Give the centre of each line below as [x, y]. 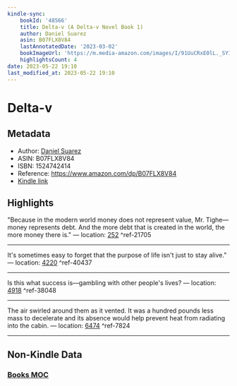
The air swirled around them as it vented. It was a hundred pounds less [110, 310]
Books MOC [28, 375]
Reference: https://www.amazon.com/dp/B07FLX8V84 [97, 173]
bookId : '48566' [44, 20]
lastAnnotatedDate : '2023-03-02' [69, 47]
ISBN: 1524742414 [44, 166]
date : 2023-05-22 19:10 [42, 66]
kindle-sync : [26, 14]
